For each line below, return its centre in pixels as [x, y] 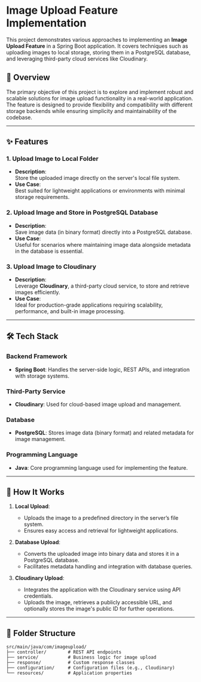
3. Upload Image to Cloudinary [51, 267]
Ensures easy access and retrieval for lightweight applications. [101, 531]
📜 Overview [28, 77]
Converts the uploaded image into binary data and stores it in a [101, 554]
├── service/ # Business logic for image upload [81, 657]
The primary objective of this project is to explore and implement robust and [100, 92]
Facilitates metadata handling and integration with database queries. [108, 567]
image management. [40, 439]
